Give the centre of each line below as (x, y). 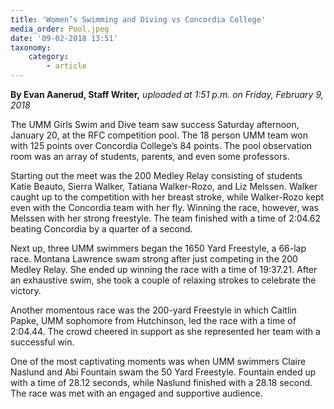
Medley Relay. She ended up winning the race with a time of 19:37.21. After (164, 269)
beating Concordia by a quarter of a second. (101, 229)
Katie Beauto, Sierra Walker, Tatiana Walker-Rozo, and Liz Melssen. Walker (164, 186)
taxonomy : (31, 47)
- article (66, 66)
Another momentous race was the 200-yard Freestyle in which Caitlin (153, 310)
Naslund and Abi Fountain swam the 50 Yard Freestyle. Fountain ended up (163, 372)
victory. (26, 290)
